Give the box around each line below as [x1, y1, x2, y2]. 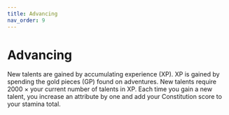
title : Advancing [7, 10, 58, 18]
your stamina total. [7, 100, 61, 109]
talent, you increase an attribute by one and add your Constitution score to [7, 93, 223, 101]
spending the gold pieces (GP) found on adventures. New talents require [7, 78, 217, 86]
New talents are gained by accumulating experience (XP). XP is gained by [7, 70, 220, 79]
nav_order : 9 [7, 17, 46, 24]
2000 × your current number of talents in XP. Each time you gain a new [7, 85, 212, 93]
